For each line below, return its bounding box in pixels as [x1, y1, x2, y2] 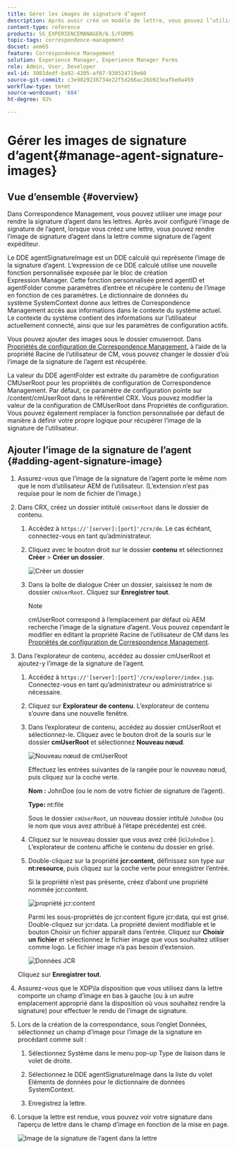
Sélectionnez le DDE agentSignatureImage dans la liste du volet [28, 1070, 213, 1078]
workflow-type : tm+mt [7, 83, 71, 90]
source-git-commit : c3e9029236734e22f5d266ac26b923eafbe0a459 [7, 76, 194, 84]
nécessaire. [28, 687, 62, 696]
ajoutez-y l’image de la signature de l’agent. [17, 659, 145, 668]
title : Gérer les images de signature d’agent [7, 10, 147, 18]
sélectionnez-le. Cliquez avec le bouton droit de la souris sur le [28, 730, 212, 738]
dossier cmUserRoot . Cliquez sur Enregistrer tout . [28, 588, 171, 596]
